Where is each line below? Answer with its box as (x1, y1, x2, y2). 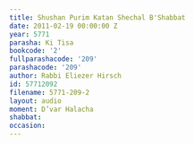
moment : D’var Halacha (9, 105, 94, 114)
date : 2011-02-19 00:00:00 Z (9, 21, 118, 30)
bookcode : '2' (9, 47, 63, 55)
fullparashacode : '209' (9, 55, 98, 64)
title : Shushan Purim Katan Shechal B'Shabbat (9, 13, 186, 22)
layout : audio (9, 96, 63, 106)
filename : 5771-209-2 (9, 88, 90, 97)
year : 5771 (9, 30, 50, 38)
